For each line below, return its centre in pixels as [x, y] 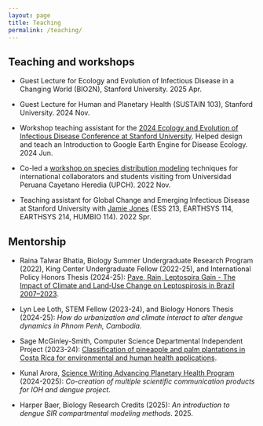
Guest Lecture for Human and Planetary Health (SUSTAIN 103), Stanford [136, 105]
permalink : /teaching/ [45, 30]
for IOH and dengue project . [65, 389]
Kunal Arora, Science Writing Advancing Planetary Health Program [127, 373]
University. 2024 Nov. [55, 113]
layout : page [29, 15]
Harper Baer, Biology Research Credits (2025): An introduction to [124, 405]
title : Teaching [35, 23]
